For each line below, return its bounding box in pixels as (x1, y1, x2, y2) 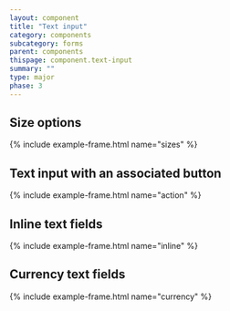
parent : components (9, 47, 84, 57)
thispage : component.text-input (9, 56, 132, 65)
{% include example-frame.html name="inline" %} (9, 241, 199, 252)
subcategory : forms (9, 38, 84, 48)
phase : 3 (9, 81, 43, 90)
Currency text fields (9, 266, 126, 283)
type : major (9, 73, 55, 82)
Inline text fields (9, 216, 103, 232)
